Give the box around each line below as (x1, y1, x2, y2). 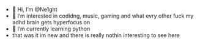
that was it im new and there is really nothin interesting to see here (12, 32, 180, 39)
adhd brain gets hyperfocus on (12, 19, 91, 26)
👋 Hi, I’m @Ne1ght (12, 6, 57, 13)
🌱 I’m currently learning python (12, 25, 91, 32)
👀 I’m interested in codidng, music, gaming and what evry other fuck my (12, 12, 194, 19)
